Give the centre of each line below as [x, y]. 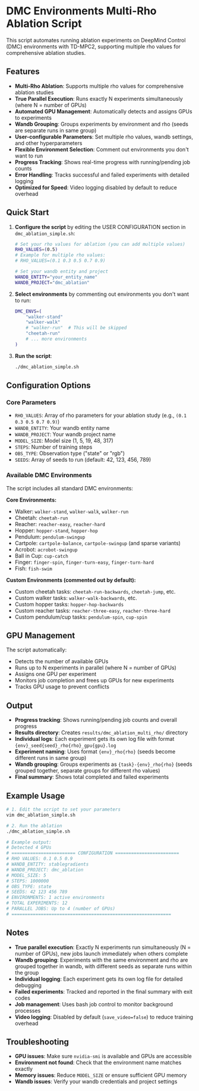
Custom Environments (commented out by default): [71, 580]
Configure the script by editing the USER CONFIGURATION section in [100, 227]
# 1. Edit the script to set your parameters [63, 809]
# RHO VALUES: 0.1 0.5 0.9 [40, 859]
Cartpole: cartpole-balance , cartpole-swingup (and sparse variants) [98, 543]
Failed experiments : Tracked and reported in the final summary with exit [104, 991]
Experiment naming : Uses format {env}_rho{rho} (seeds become [95, 752]
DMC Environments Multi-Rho [81, 11]
